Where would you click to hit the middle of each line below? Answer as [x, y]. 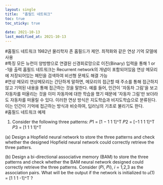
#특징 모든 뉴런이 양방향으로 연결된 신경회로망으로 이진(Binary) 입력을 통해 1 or [80, 63]
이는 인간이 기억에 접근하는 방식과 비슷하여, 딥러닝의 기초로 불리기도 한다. [74, 106]
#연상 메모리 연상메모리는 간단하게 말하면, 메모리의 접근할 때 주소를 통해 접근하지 [82, 81]
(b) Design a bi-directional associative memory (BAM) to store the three [77, 157]
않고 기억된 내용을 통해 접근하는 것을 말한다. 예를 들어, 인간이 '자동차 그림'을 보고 [81, 88]
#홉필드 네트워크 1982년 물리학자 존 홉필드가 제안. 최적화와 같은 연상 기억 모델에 [81, 51]
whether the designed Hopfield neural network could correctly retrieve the [80, 142]
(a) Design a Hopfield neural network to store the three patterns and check [80, 137]
